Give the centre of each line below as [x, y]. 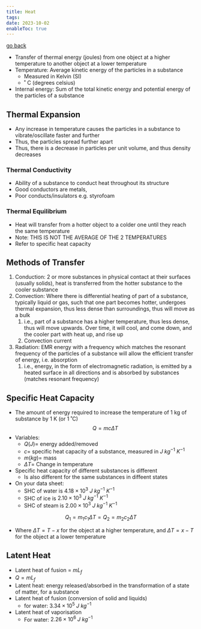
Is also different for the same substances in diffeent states [96, 477]
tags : [13, 17]
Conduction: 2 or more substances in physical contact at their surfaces [103, 277]
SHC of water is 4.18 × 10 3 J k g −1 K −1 [69, 490]
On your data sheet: [39, 483]
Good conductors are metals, [51, 189]
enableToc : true [26, 29]
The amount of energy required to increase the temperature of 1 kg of [101, 413]
